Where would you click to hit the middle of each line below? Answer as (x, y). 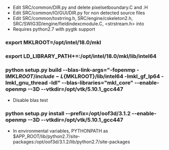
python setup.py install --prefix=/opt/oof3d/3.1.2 (68, 114)
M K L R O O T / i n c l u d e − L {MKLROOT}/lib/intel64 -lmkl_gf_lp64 (83, 76)
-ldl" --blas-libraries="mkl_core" (91, 82)
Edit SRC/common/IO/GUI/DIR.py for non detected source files (79, 13)
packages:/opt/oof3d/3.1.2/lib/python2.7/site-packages (71, 142)
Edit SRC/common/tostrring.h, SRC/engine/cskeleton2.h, (73, 18)
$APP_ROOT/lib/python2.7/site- (46, 136)
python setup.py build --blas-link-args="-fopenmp (70, 70)
